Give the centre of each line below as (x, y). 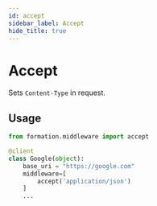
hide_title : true (37, 31)
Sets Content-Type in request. (57, 93)
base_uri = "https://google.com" (79, 166)
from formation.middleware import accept (79, 137)
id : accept (27, 16)
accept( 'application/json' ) (84, 181)
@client (21, 151)
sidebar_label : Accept (46, 23)
